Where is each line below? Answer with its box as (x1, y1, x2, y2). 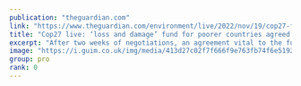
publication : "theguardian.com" (9, 13, 130, 22)
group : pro (9, 55, 50, 64)
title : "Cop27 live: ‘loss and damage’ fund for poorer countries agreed (9, 30, 291, 39)
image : (9, 47, 34, 56)
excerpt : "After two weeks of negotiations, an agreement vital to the (9, 38, 282, 47)
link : (9, 21, 30, 30)
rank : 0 (9, 64, 39, 73)
